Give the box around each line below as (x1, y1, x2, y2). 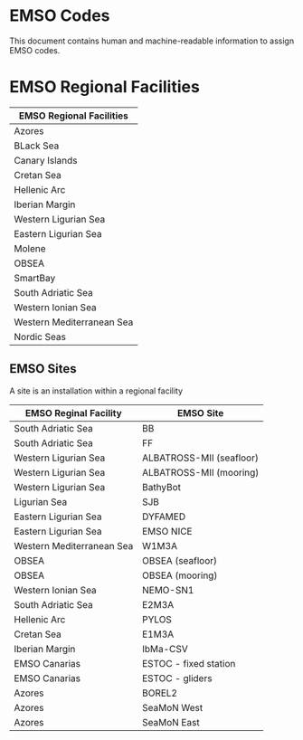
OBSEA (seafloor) (141, 554, 218, 566)
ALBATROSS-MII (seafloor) (141, 451, 260, 464)
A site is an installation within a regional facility (9, 385, 184, 396)
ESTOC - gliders (141, 671, 213, 684)
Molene (14, 242, 47, 254)
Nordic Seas (14, 330, 66, 343)
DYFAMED (141, 510, 186, 523)
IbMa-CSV (141, 642, 188, 655)
